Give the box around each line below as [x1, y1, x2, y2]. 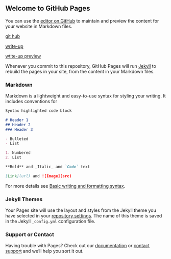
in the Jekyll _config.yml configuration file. [5, 218, 95, 225]
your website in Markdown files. [5, 23, 72, 29]
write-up [5, 43, 24, 49]
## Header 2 [5, 122, 31, 127]
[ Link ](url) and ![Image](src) [5, 173, 72, 178]
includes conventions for [5, 98, 58, 105]
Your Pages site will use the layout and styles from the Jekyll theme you [5, 207, 157, 213]
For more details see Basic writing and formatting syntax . [5, 183, 126, 189]
